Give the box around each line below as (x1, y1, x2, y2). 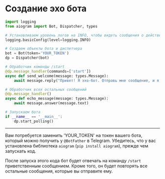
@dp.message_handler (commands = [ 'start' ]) (5, 69, 91, 74)
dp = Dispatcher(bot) (5, 55, 50, 61)
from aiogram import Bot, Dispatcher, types (5, 24, 98, 29)
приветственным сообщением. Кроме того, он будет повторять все (5, 163, 148, 169)
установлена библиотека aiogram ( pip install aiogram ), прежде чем (5, 143, 149, 148)
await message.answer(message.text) (14, 101, 89, 106)
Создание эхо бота (5, 3, 87, 14)
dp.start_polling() (14, 119, 54, 124)
